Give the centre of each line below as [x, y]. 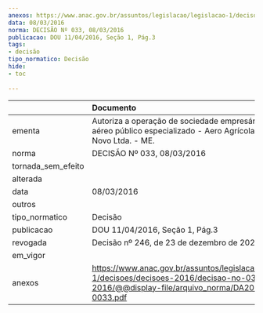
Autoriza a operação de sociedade [155, 121]
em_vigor [29, 255]
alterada [27, 179]
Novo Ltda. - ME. [123, 140]
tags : [17, 45]
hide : [17, 67]
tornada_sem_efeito [48, 166]
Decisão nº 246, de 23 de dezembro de [165, 242]
